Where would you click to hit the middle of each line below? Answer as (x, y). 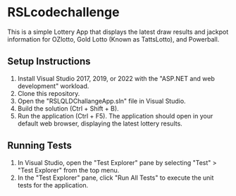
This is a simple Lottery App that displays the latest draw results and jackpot (118, 32)
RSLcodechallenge (63, 12)
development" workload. (53, 86)
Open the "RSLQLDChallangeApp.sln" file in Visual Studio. (101, 101)
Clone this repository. (49, 93)
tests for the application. (53, 185)
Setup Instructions (49, 62)
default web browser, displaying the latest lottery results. (100, 123)
